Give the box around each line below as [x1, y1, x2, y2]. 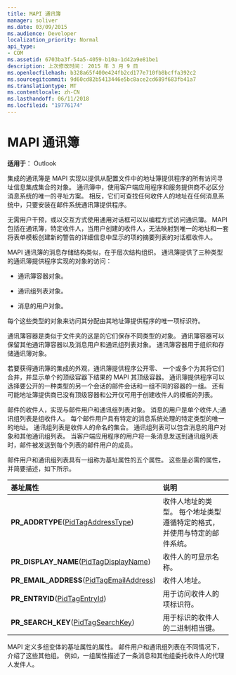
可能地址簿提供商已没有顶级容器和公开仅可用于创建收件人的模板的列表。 [7, 390, 216, 398]
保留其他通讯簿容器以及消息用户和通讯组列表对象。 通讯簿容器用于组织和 [7, 340, 218, 348]
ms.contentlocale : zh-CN [7, 89, 80, 96]
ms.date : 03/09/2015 [7, 23, 68, 30]
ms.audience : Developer [7, 30, 77, 37]
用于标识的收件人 [162, 612, 220, 622]
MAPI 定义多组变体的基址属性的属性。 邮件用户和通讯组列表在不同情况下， [7, 642, 223, 651]
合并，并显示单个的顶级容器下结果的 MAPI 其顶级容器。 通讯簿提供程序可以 [7, 372, 225, 381]
